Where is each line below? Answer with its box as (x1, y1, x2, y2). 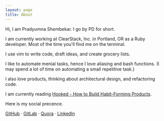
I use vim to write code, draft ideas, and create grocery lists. (5, 51, 130, 57)
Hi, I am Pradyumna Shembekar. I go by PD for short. (5, 26, 115, 32)
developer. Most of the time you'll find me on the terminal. (5, 41, 126, 47)
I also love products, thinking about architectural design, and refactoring (5, 76, 155, 82)
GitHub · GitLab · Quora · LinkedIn (5, 110, 75, 116)
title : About (5, 12, 33, 17)
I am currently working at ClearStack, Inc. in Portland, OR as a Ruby (5, 36, 145, 42)
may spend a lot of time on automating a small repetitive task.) (5, 66, 135, 72)
